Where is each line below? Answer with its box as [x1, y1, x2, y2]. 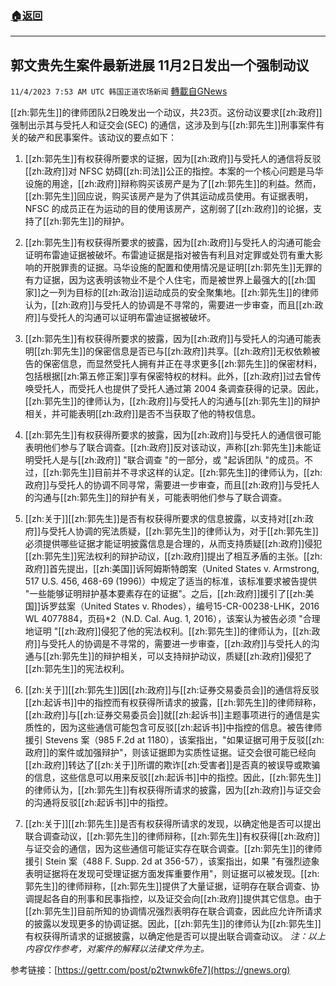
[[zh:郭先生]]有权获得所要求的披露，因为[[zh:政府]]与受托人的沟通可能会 [24, 237, 322, 249]
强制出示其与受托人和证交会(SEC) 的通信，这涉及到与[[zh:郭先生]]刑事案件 [10, 119, 317, 131]
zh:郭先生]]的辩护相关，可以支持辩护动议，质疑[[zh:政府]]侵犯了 [49, 650, 313, 662]
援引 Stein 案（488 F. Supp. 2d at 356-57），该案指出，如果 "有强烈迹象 [24, 855, 320, 867]
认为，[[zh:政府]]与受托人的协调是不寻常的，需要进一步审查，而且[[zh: [24, 299, 315, 311]
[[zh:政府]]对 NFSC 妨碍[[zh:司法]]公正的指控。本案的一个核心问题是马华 [24, 165, 324, 177]
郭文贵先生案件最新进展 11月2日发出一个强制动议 [10, 57, 310, 74]
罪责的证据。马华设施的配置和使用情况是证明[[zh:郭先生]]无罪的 [59, 262, 323, 274]
